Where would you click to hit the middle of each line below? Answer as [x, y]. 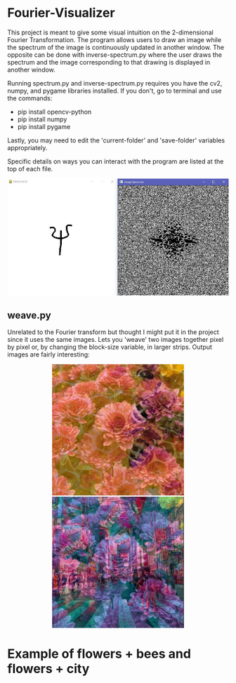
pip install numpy [42, 119]
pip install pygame [44, 126]
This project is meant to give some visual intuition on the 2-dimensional [111, 32]
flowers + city [48, 669]
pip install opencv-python [54, 112]
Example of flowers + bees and [99, 654]
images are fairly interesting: [48, 354]
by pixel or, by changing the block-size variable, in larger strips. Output [110, 347]
